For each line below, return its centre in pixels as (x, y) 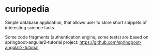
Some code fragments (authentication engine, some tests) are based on (77, 37)
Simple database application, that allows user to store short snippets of (76, 22)
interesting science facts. (30, 27)
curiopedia (27, 9)
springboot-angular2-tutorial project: (42, 42)
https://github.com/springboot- (111, 42)
